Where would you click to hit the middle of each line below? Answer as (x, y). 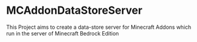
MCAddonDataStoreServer (74, 10)
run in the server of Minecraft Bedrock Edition (63, 33)
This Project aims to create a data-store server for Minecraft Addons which (99, 27)
